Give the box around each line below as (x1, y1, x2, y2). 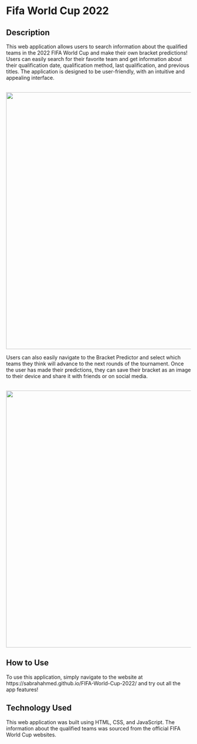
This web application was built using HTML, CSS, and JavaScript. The (6, 718, 175, 726)
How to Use (6, 658, 49, 668)
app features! (6, 686, 39, 693)
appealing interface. (6, 75, 55, 81)
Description (6, 28, 50, 38)
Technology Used (6, 703, 72, 713)
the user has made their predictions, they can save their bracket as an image (6, 366, 191, 373)
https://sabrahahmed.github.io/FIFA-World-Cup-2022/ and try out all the (6, 679, 181, 686)
